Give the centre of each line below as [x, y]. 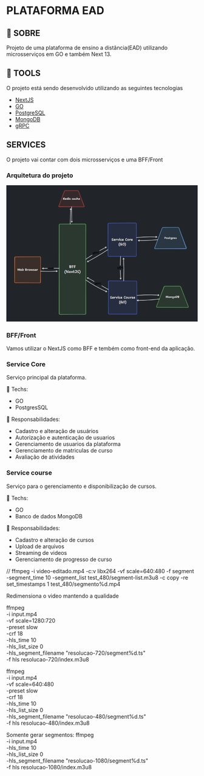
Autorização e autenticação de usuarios [65, 438]
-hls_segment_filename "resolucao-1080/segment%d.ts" [77, 760]
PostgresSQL [32, 407]
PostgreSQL [30, 113]
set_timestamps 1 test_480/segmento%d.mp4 [63, 584]
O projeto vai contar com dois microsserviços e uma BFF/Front [85, 160]
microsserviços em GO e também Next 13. [59, 54]
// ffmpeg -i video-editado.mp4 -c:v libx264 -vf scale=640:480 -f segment [100, 571]
